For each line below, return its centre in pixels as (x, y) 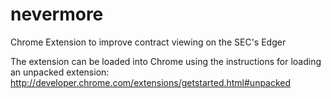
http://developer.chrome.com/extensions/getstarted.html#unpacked (151, 82)
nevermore (57, 14)
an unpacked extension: (60, 72)
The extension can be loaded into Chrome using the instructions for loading (166, 61)
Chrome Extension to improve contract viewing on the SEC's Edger (148, 42)
